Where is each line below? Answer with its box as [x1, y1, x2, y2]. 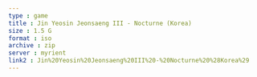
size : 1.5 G [8, 26, 52, 34]
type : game [8, 11, 48, 20]
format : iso [8, 34, 52, 43]
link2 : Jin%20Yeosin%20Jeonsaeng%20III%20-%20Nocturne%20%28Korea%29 [8, 57, 250, 65]
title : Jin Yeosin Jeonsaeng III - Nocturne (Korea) [8, 19, 193, 27]
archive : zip [8, 42, 56, 50]
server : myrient [8, 49, 67, 57]
